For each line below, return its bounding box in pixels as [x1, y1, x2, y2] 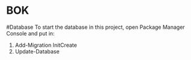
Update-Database [14, 47, 60, 55]
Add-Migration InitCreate [14, 41, 77, 49]
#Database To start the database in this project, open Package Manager [6, 23, 185, 31]
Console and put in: [6, 29, 55, 37]
